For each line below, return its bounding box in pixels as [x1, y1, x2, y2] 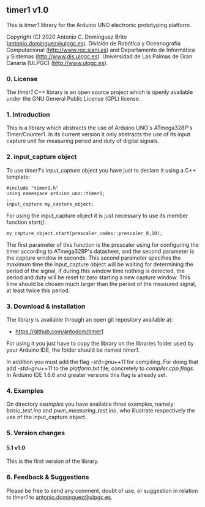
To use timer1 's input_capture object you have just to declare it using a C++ [6, 166, 196, 174]
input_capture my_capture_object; [6, 201, 95, 207]
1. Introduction [6, 110, 50, 119]
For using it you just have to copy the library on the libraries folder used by [6, 340, 194, 347]
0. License [6, 74, 38, 83]
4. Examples [6, 386, 44, 395]
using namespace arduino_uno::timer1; [6, 190, 105, 196]
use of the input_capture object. [6, 414, 87, 421]
